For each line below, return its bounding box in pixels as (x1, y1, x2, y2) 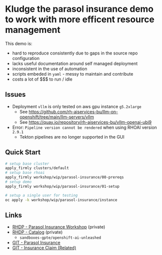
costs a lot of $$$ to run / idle (12, 76, 73, 82)
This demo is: (5, 40, 33, 46)
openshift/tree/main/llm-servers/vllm (19, 114, 94, 120)
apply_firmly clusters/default (5, 166, 69, 170)
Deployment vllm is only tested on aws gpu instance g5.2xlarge (12, 103, 141, 109)
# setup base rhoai (5, 170, 45, 175)
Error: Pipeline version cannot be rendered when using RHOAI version (12, 124, 157, 130)
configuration (12, 55, 40, 61)
